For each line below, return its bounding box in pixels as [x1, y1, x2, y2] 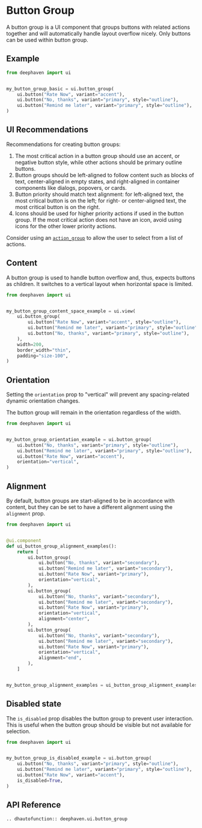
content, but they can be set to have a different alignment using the [6, 504, 173, 511]
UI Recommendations [6, 124, 88, 135]
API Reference [6, 800, 61, 810]
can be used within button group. [6, 36, 88, 43]
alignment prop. [6, 510, 45, 517]
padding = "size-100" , [17, 353, 69, 359]
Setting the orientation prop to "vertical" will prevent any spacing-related [6, 391, 189, 398]
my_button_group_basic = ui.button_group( [6, 85, 114, 92]
